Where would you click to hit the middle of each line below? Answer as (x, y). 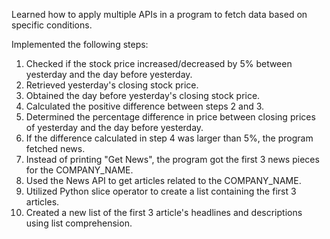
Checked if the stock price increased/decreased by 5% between (159, 63)
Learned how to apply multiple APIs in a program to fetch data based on (159, 14)
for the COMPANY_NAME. (79, 170)
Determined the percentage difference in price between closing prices (170, 117)
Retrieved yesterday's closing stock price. (112, 85)
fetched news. (55, 148)
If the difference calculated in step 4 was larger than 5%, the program (169, 138)
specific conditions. (52, 25)
